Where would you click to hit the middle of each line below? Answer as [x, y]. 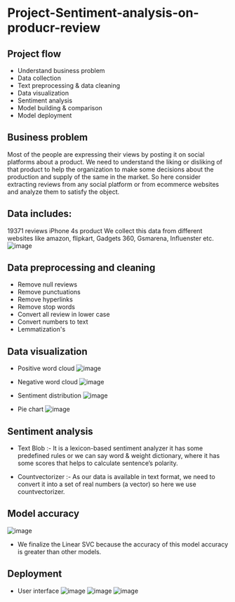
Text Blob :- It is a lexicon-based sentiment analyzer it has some [110, 448]
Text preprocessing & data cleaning [69, 85]
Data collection [39, 78]
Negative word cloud [48, 382]
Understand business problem [61, 71]
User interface [38, 591]
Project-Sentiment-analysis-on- [103, 13]
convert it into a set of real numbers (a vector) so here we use [107, 484]
